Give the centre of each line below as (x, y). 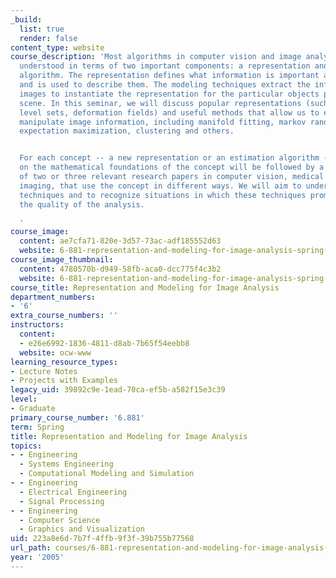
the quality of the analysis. (82, 204)
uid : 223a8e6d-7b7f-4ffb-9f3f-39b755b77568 (102, 539)
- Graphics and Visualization (82, 529)
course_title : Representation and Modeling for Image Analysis (145, 287)
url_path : (31, 548)
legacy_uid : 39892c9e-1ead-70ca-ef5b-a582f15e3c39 (118, 390)
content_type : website (57, 47)
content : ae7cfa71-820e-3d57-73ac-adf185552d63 (120, 241)
